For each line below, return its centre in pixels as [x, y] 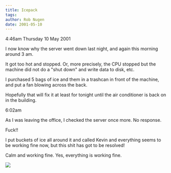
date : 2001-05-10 [24, 24]
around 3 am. [19, 54]
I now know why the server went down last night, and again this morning [82, 49]
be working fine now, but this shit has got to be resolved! [65, 145]
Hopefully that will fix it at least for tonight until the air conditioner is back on [86, 95]
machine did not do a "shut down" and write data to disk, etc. [70, 70]
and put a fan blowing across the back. [46, 85]
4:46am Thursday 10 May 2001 [38, 39]
